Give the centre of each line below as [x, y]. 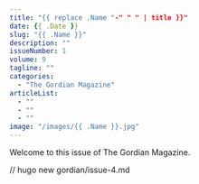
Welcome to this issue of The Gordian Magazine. [100, 152]
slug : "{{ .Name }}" [48, 34]
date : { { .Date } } [44, 26]
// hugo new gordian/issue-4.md [70, 170]
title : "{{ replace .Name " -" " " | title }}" [99, 18]
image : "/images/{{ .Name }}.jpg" [75, 127]
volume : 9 [28, 60]
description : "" [40, 43]
